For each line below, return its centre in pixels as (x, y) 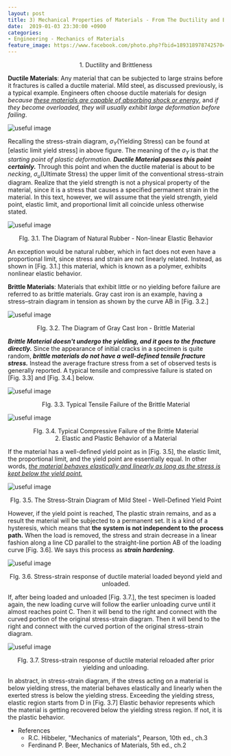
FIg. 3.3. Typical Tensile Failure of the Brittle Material (116, 404)
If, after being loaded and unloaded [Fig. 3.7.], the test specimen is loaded (112, 597)
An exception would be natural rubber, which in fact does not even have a (112, 252)
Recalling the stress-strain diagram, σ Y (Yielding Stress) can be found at (109, 142)
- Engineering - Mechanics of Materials (66, 39)
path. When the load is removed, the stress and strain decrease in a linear (112, 536)
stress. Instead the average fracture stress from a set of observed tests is (112, 363)
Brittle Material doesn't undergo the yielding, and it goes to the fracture (112, 341)
